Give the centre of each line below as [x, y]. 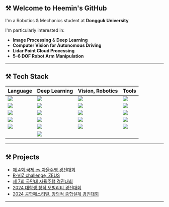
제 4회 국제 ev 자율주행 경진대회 [44, 170]
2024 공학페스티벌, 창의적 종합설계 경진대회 [56, 194]
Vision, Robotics [98, 91]
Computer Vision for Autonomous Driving [57, 45]
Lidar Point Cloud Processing [44, 50]
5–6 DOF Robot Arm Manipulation [48, 56]
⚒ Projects [22, 157]
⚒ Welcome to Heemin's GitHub [56, 8]
